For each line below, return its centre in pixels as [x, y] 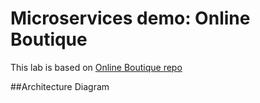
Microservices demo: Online [130, 18]
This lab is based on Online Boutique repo [96, 67]
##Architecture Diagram [60, 86]
